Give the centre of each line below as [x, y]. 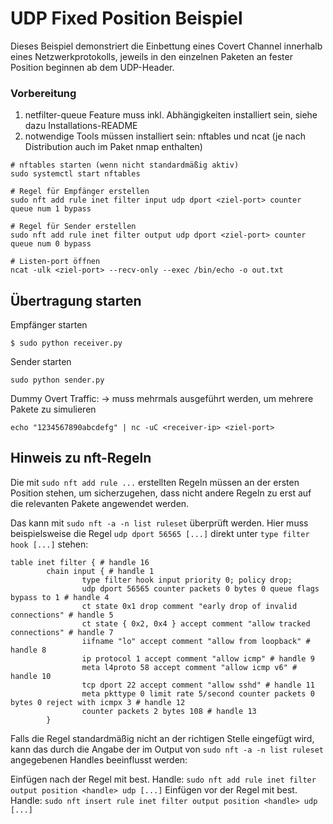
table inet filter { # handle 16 [80, 562]
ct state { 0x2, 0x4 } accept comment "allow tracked [196, 623]
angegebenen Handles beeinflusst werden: [99, 759]
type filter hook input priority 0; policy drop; [187, 580]
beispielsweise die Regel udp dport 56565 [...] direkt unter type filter [160, 533]
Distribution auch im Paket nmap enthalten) [113, 147]
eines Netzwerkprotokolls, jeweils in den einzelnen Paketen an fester [151, 56]
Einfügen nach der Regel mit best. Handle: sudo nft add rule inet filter [163, 779]
